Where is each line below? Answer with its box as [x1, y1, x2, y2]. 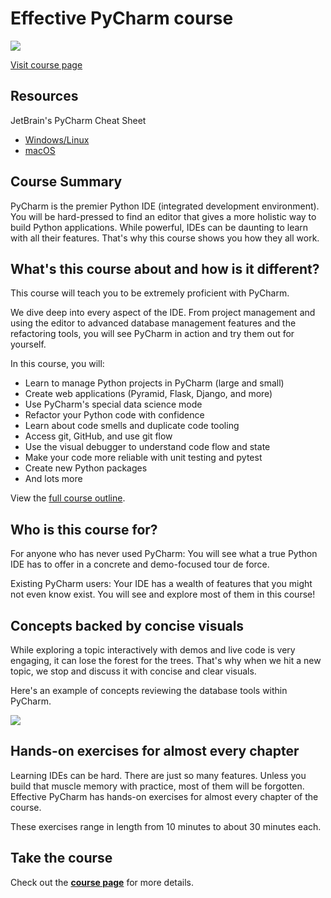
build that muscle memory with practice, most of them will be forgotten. [10, 780, 305, 792]
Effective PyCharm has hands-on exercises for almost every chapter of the [10, 790, 319, 802]
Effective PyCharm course [10, 7, 234, 30]
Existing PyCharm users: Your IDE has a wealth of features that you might [10, 578, 313, 590]
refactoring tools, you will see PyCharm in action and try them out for [10, 328, 295, 340]
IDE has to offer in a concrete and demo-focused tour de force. [10, 558, 270, 571]
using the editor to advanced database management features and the [10, 317, 297, 329]
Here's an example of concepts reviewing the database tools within [10, 685, 288, 696]
